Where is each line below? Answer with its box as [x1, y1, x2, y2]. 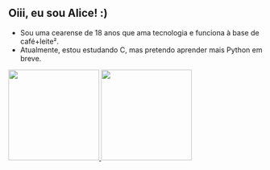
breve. [19, 53, 42, 63]
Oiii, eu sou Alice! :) [8, 6, 108, 20]
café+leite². [19, 36, 59, 46]
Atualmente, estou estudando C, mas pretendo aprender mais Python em [19, 44, 263, 55]
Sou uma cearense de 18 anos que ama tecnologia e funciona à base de [19, 27, 260, 37]
